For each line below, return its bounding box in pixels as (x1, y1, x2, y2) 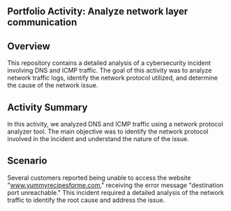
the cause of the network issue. (7, 81, 98, 89)
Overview (7, 40, 51, 52)
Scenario (7, 155, 47, 167)
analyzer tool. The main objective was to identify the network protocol (7, 127, 209, 136)
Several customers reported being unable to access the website (7, 173, 191, 182)
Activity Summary (7, 101, 88, 113)
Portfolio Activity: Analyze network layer (7, 6, 188, 17)
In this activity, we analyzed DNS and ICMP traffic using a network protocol (7, 120, 223, 129)
